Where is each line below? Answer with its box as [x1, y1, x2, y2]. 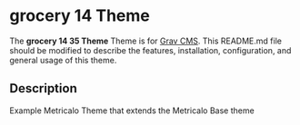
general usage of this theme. [9, 54, 117, 65]
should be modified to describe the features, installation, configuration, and [9, 44, 292, 55]
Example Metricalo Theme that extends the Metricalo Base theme [9, 105, 255, 116]
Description [9, 81, 77, 96]
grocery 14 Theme [9, 5, 150, 26]
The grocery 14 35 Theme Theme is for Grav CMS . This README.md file [9, 35, 282, 46]
